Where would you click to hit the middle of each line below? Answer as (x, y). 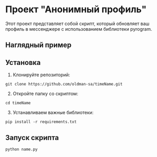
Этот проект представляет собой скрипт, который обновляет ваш (77, 24)
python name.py (22, 149)
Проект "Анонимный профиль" (76, 9)
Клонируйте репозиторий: (41, 75)
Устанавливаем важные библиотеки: (53, 113)
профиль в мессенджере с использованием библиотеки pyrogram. (79, 29)
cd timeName (18, 103)
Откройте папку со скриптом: (45, 94)
